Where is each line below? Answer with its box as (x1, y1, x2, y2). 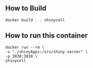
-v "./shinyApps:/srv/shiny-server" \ (5, 49, 88, 54)
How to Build (5, 4, 47, 13)
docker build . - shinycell (5, 17, 65, 22)
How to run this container (5, 31, 88, 40)
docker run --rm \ (5, 45, 44, 50)
